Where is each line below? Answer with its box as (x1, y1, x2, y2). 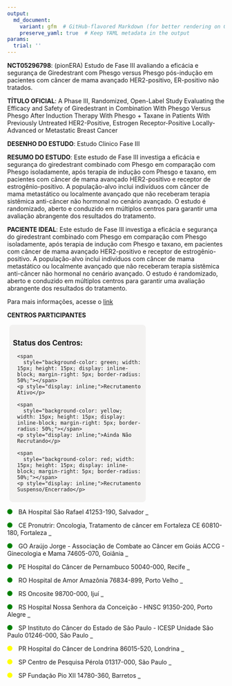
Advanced (7, 126, 37, 134)
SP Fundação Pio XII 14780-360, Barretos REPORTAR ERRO (18, 671, 141, 679)
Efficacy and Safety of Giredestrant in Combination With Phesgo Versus (7, 105, 211, 112)
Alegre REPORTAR (7, 610, 30, 618)
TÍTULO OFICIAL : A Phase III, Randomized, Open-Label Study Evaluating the (7, 97, 225, 105)
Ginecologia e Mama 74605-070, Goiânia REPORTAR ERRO (7, 549, 129, 557)
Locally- (192, 119, 215, 127)
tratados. (7, 84, 33, 91)
